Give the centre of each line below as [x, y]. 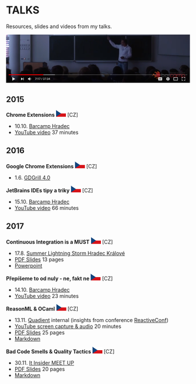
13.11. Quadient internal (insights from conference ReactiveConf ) [92, 320]
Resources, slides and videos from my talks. [59, 26]
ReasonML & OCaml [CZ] [42, 309]
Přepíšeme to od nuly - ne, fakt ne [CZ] [60, 278]
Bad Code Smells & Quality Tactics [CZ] [60, 351]
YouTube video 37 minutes [46, 132]
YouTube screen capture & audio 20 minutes [68, 326]
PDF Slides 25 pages [40, 332]
